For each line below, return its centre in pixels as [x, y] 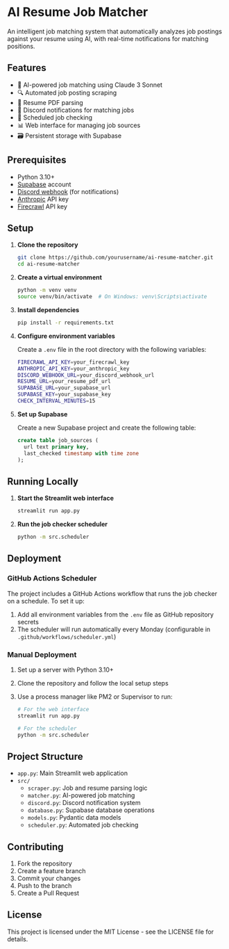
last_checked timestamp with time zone [82, 453]
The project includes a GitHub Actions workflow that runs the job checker [112, 593]
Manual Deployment [42, 654]
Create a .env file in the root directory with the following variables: [112, 349]
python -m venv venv [47, 290]
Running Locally [43, 481]
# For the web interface [53, 709]
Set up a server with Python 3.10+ [66, 670]
